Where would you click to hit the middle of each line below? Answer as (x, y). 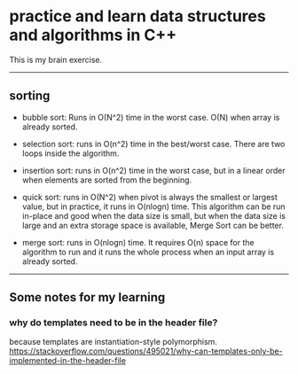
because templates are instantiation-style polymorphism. (113, 342)
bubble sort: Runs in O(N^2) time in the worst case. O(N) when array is (151, 117)
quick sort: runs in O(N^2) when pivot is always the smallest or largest (149, 197)
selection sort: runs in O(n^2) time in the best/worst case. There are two (153, 144)
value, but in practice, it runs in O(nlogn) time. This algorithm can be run (153, 206)
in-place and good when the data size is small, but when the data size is (154, 215)
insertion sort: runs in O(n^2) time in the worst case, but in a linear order (153, 170)
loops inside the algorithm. (71, 153)
